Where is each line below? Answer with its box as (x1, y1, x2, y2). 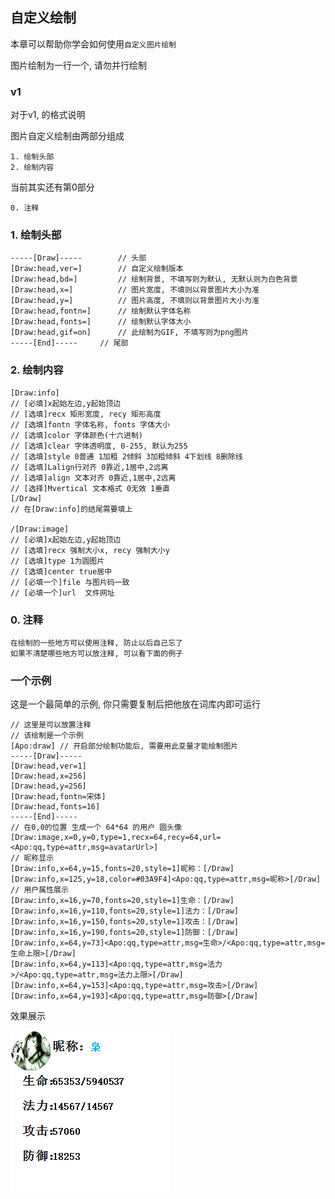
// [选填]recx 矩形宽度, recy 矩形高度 (10, 409, 162, 419)
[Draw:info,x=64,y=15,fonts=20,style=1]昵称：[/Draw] (10, 864, 235, 874)
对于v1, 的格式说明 (10, 109, 86, 121)
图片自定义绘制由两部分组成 (10, 130, 125, 142)
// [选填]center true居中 (10, 566, 113, 577)
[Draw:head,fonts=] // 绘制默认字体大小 (10, 317, 192, 327)
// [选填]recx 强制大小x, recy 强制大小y (10, 545, 170, 555)
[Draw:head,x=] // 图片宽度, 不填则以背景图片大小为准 (10, 285, 260, 295)
